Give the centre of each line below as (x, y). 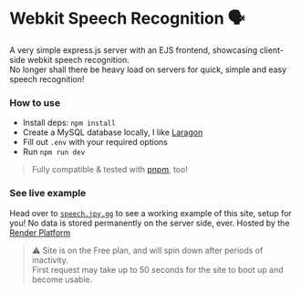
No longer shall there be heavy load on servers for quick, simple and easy (148, 69)
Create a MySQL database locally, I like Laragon (113, 132)
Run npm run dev (54, 152)
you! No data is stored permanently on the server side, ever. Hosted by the (150, 223)
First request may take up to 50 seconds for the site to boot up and (158, 269)
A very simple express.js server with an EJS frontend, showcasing (134, 50)
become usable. (62, 279)
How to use (35, 102)
